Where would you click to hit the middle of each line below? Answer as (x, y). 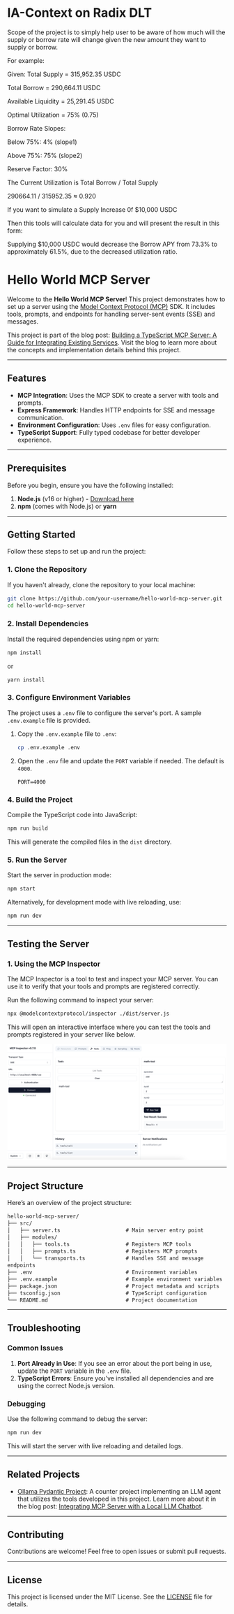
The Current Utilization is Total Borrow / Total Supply (83, 182)
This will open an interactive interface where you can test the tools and (109, 1027)
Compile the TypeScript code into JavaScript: (72, 814)
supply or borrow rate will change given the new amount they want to (107, 39)
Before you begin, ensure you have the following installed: (91, 485)
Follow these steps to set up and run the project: (77, 552)
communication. (40, 417)
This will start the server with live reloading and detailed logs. (95, 1446)
